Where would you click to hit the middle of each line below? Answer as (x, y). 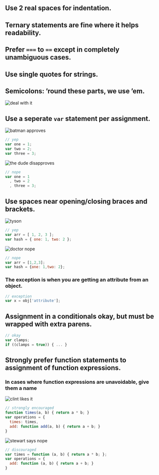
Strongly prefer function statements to (66, 360)
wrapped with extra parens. (49, 324)
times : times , (24, 422)
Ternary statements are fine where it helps (72, 25)
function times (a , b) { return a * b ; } (47, 413)
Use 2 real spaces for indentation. (58, 8)
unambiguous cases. (38, 57)
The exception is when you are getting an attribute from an (77, 280)
